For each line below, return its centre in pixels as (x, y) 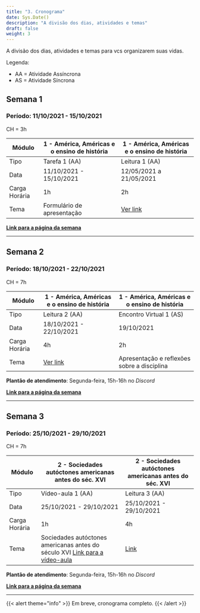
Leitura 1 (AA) (141, 161)
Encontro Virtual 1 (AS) (151, 314)
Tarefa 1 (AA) (62, 161)
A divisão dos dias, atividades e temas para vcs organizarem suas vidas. (95, 51)
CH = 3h (16, 129)
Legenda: (18, 63)
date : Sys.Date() (28, 17)
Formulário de (62, 205)
